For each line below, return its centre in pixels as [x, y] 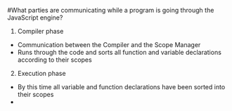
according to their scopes [55, 60]
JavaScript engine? [35, 18]
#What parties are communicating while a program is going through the [111, 10]
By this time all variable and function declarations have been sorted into [121, 87]
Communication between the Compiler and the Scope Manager [109, 45]
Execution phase [41, 73]
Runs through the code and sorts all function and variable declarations [119, 52]
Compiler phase [40, 31]
